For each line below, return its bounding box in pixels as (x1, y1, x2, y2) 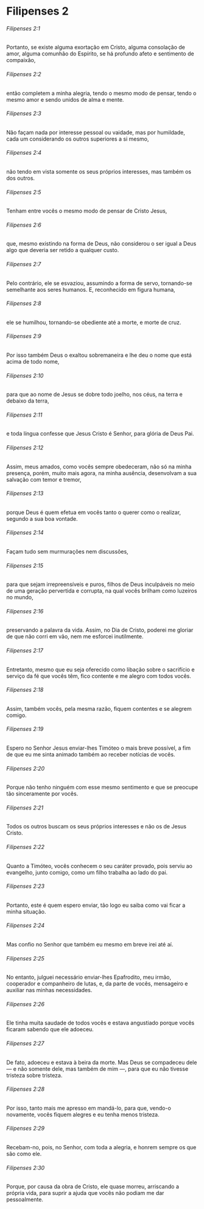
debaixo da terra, (6, 397, 49, 404)
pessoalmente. (6, 1196, 44, 1204)
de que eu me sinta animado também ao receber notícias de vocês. (6, 751, 175, 758)
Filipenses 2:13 (6, 490, 44, 497)
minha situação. (6, 908, 46, 915)
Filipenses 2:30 (6, 1164, 45, 1171)
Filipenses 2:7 (6, 261, 41, 267)
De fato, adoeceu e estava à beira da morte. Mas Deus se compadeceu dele (6, 1059, 197, 1066)
